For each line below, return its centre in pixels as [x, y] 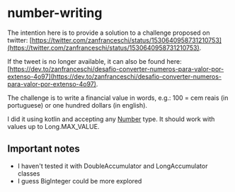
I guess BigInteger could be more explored [80, 181]
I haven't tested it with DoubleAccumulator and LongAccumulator [113, 166]
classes [29, 173]
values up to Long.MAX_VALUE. [53, 126]
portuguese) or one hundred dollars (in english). [77, 105]
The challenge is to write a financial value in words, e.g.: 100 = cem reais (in [118, 98]
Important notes [44, 149]
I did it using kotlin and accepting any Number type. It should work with [111, 119]
